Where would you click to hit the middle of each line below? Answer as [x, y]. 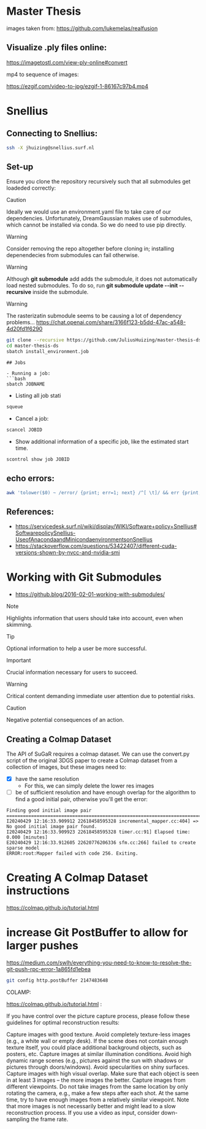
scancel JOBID [25, 430]
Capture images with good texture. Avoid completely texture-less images [98, 1034]
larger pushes [42, 946]
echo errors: [31, 479]
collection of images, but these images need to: [67, 767]
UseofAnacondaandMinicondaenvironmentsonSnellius [84, 540]
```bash [16, 379]
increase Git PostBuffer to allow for [97, 933]
